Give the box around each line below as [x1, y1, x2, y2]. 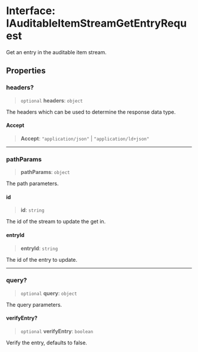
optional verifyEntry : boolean [20, 328, 93, 335]
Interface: [6, 4, 56, 18]
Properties [6, 66, 46, 76]
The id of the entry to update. [6, 256, 78, 263]
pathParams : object [20, 169, 70, 176]
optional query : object [20, 290, 78, 297]
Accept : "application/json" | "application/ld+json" [20, 134, 150, 142]
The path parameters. [6, 180, 59, 187]
